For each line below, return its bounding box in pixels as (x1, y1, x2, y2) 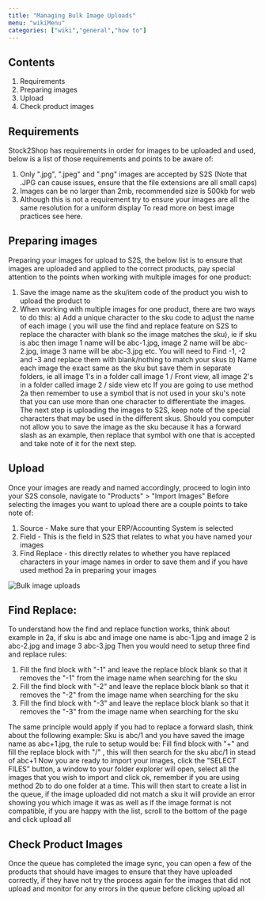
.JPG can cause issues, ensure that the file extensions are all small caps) (19, 178, 257, 187)
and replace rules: (8, 649, 67, 659)
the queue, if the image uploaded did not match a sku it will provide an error (8, 789, 256, 799)
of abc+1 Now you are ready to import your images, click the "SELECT (8, 756, 237, 766)
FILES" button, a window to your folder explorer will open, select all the (8, 764, 240, 774)
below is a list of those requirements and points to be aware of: (8, 154, 214, 163)
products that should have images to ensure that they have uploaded (8, 867, 233, 876)
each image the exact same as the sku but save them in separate (19, 363, 232, 373)
